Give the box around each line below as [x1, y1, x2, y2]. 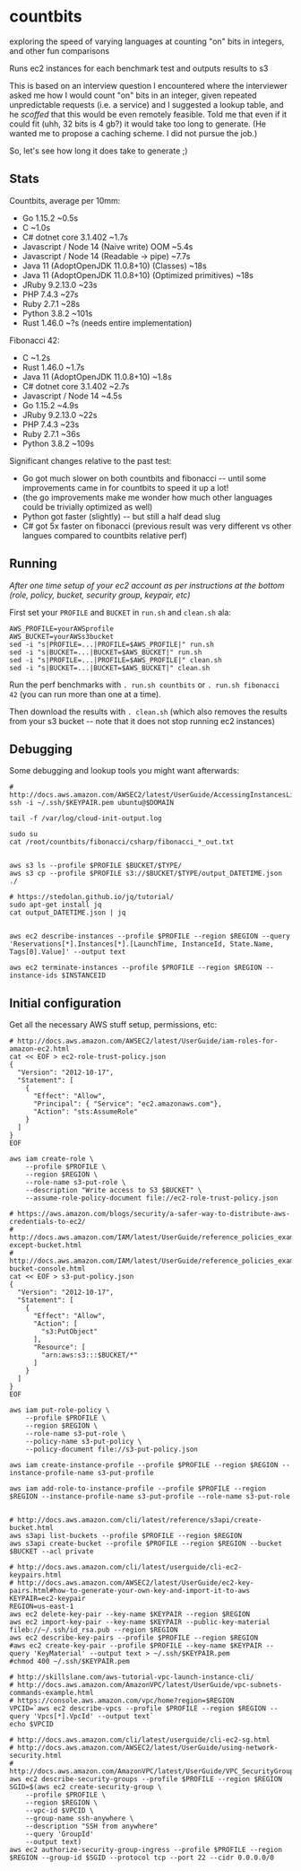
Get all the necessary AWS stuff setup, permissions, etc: [9, 1019, 218, 1030]
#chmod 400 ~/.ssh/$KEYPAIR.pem [9, 1657, 130, 1666]
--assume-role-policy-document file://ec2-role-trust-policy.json [25, 1193, 279, 1203]
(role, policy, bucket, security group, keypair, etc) [9, 590, 191, 600]
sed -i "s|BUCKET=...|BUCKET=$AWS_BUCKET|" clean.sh [9, 663, 211, 672]
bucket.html [9, 1524, 54, 1533]
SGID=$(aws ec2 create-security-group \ [9, 1783, 163, 1792]
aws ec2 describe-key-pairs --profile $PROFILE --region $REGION [9, 1633, 258, 1643]
